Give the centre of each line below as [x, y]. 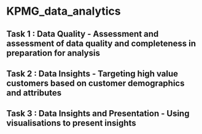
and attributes [34, 93]
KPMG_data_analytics [64, 11]
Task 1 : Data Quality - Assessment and [83, 34]
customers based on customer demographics [95, 83]
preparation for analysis [53, 53]
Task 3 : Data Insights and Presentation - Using [98, 114]
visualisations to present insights [71, 123]
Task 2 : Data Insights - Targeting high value [92, 74]
